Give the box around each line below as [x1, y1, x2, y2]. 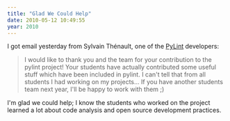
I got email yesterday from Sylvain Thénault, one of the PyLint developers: [7, 42, 220, 51]
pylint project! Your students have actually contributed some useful [24, 63, 217, 72]
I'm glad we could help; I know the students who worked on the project [7, 99, 211, 107]
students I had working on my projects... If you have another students [24, 78, 224, 86]
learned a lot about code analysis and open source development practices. [7, 106, 222, 115]
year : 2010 [7, 23, 39, 30]
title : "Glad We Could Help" [7, 10, 92, 17]
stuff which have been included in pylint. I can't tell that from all [24, 70, 206, 79]
